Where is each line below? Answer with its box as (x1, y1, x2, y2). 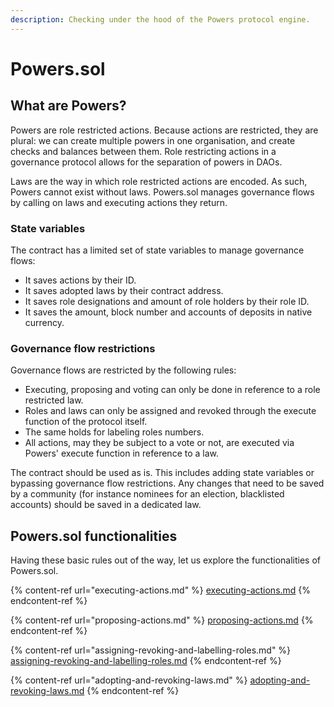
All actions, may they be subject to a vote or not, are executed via (24, 437, 295, 449)
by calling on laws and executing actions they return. (10, 196, 228, 208)
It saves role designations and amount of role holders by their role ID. (24, 295, 310, 307)
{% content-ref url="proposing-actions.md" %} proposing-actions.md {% (10, 614, 314, 626)
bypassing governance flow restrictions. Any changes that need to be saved (10, 477, 325, 490)
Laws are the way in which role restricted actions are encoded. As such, (10, 175, 308, 187)
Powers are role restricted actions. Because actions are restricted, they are (10, 124, 319, 136)
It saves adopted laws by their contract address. (24, 284, 224, 296)
